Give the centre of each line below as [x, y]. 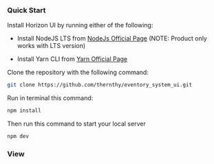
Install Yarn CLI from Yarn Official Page [72, 59]
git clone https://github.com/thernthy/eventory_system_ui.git [100, 85]
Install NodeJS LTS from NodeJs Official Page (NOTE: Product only [112, 38]
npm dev [18, 137]
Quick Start [26, 10]
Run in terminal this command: [50, 98]
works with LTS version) [51, 46]
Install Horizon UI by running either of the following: [80, 25]
